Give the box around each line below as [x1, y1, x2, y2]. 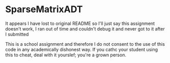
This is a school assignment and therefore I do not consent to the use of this [5, 41, 165, 47]
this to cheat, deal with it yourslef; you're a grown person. [5, 52, 126, 58]
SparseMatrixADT [5, 4, 83, 15]
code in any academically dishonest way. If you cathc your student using [5, 46, 158, 52]
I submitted [5, 31, 29, 37]
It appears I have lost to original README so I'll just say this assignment [5, 20, 155, 26]
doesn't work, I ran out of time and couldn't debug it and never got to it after [5, 25, 165, 31]
